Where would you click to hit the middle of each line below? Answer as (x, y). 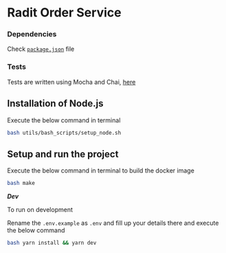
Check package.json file (41, 49)
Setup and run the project (63, 154)
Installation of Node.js (55, 103)
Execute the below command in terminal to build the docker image (101, 170)
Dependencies (32, 34)
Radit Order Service (64, 13)
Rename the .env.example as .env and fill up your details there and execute (113, 223)
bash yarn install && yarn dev (52, 243)
